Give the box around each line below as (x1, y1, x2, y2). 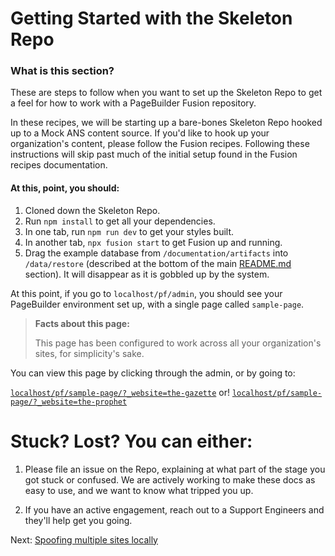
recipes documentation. (10, 159, 108, 171)
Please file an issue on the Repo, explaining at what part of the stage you (24, 463, 326, 475)
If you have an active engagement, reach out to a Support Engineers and (24, 503, 325, 516)
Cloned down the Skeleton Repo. (24, 204, 161, 216)
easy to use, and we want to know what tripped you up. (24, 484, 254, 496)
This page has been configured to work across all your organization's (34, 337, 322, 349)
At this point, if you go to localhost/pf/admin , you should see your (10, 287, 283, 299)
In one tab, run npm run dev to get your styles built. (24, 225, 235, 237)
